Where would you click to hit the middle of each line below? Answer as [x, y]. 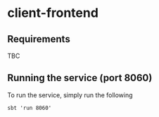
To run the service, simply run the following [70, 95]
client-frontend [53, 13]
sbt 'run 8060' [30, 108]
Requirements [39, 39]
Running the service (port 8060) [80, 78]
